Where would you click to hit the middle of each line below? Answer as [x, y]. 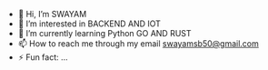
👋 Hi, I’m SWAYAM [52, 14]
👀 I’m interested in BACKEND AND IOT [89, 24]
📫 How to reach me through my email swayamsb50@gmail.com [138, 44]
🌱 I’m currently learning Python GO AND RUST [105, 33]
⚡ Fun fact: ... [43, 57]
